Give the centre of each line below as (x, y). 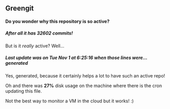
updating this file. (24, 91)
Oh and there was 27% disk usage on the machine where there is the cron (84, 86)
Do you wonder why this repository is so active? (58, 21)
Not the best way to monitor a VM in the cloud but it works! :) (70, 101)
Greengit (20, 8)
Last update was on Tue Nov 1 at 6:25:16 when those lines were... (76, 58)
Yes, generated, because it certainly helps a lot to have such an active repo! (85, 75)
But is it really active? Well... (35, 46)
